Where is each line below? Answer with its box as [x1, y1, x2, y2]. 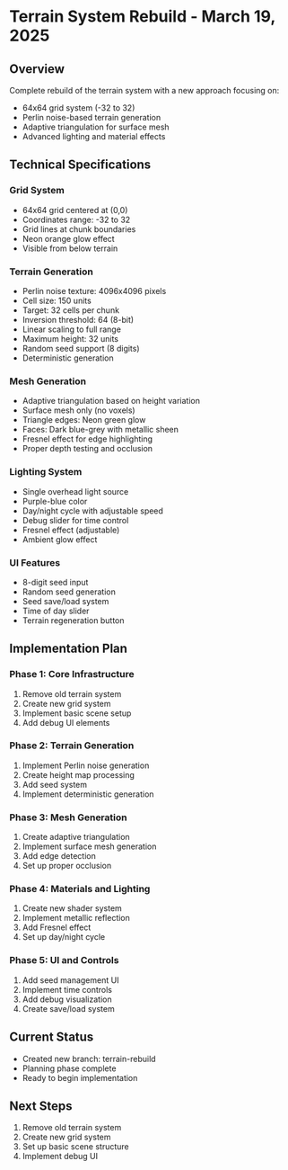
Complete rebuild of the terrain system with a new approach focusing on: [9, 85, 280, 95]
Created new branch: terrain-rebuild [22, 1053, 156, 1064]
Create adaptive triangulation [22, 832, 130, 843]
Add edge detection [22, 851, 96, 862]
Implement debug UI [22, 1151, 99, 1162]
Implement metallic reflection [22, 913, 130, 924]
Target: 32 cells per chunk [22, 304, 119, 316]
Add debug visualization [22, 994, 112, 1005]
